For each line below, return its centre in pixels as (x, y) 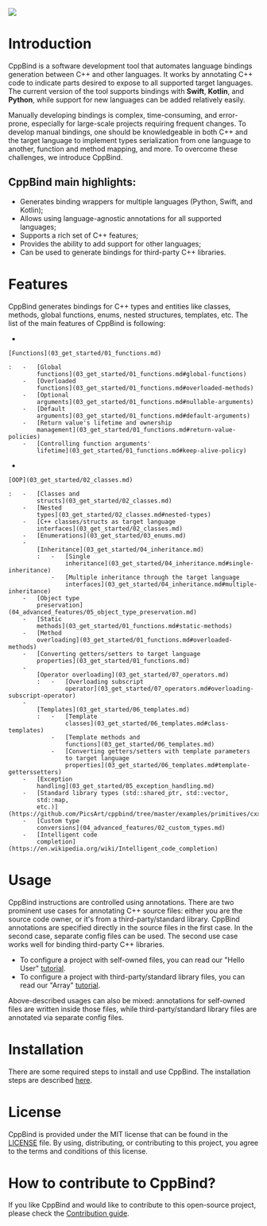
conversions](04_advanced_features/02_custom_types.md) (131, 828)
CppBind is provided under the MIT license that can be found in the (118, 1134)
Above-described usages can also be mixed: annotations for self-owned (127, 1000)
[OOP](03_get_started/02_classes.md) (71, 480)
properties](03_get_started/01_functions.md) (114, 661)
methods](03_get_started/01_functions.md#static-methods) (135, 626)
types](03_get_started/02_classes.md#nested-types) (124, 514)
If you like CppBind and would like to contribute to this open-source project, (132, 1205)
